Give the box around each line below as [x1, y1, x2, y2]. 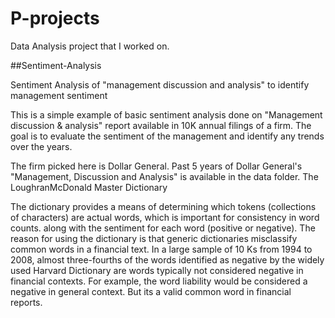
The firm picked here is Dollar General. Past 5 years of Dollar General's [10, 160, 303, 172]
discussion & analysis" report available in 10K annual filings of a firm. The [10, 119, 312, 131]
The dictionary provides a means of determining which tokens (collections [10, 200, 317, 212]
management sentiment [10, 89, 108, 101]
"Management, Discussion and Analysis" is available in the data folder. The [10, 170, 319, 182]
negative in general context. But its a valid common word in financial [10, 285, 292, 297]
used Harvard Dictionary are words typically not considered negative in [10, 264, 304, 276]
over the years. [10, 140, 73, 152]
